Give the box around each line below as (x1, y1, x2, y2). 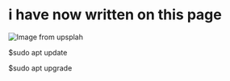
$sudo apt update (8, 47, 68, 57)
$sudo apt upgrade (8, 63, 73, 73)
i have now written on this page (8, 6, 222, 24)
